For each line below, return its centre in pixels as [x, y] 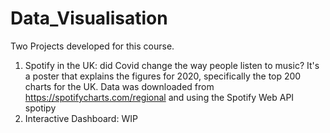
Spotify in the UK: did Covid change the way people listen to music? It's [172, 65]
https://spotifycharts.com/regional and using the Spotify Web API [159, 97]
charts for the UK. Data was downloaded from [119, 86]
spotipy [40, 108]
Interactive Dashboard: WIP [81, 118]
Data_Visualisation [89, 18]
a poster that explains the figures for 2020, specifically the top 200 [163, 76]
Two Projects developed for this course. [92, 46]
